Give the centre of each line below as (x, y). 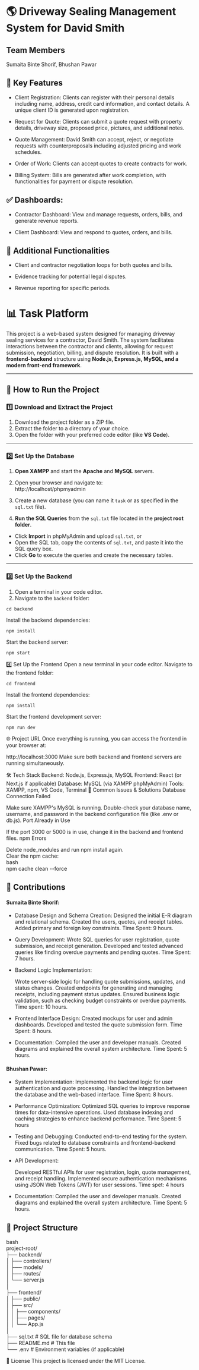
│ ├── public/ (23, 1299)
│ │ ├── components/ (33, 1312)
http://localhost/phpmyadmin (50, 489)
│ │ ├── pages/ (26, 1318)
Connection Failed (28, 796)
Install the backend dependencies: (48, 620)
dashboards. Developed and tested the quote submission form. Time (98, 1025)
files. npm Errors (26, 838)
